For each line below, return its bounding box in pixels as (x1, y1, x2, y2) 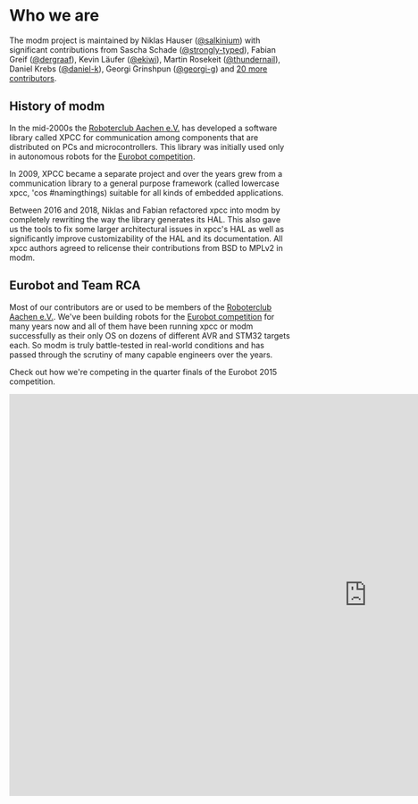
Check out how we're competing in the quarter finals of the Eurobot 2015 (9, 366, 278, 377)
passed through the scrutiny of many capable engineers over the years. (9, 349, 273, 360)
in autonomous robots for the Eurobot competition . (9, 151, 196, 162)
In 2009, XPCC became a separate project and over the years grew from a (9, 168, 283, 179)
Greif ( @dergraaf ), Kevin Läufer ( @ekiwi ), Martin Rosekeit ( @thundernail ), (9, 54, 281, 64)
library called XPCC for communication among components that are (9, 131, 259, 143)
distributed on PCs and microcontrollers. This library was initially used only (9, 141, 285, 152)
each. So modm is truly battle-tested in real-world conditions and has (9, 339, 265, 350)
